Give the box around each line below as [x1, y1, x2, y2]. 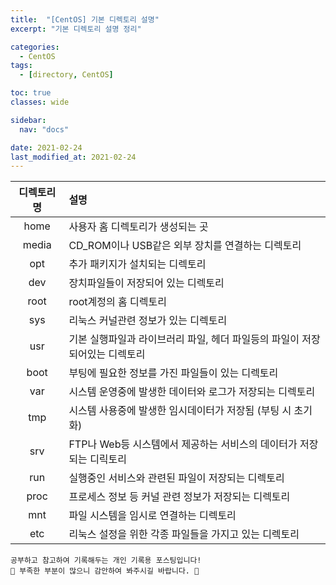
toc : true [10, 88, 52, 98]
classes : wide [10, 97, 70, 107]
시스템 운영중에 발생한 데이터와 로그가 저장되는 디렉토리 [68, 385, 316, 399]
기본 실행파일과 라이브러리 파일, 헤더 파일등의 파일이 [68, 332, 300, 346]
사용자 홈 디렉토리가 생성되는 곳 [68, 220, 209, 234]
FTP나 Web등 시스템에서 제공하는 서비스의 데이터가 [68, 437, 298, 451]
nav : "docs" [19, 124, 70, 135]
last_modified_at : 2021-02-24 [10, 152, 137, 162]
